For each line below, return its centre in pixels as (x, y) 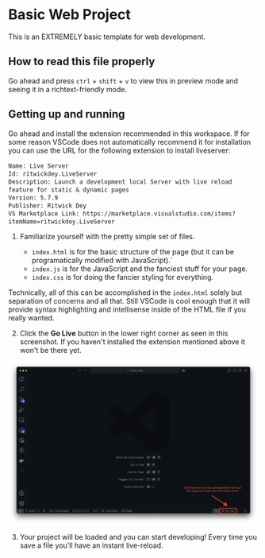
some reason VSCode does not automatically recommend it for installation (130, 141)
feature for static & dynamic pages (69, 190)
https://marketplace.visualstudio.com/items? (159, 213)
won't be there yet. (50, 350)
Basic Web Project (69, 15)
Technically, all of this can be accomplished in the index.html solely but (125, 293)
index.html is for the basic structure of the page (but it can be (133, 251)
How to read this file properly (82, 62)
